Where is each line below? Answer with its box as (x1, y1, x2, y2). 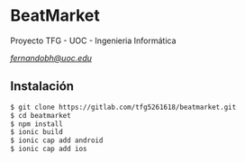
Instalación (10, 78, 75, 94)
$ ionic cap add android (10, 136, 104, 145)
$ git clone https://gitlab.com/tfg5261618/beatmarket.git (10, 103, 237, 112)
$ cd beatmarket (10, 111, 71, 120)
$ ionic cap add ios (10, 145, 88, 154)
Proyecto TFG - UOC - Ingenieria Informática (10, 35, 177, 46)
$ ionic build (10, 128, 64, 137)
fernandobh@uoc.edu (10, 52, 93, 63)
